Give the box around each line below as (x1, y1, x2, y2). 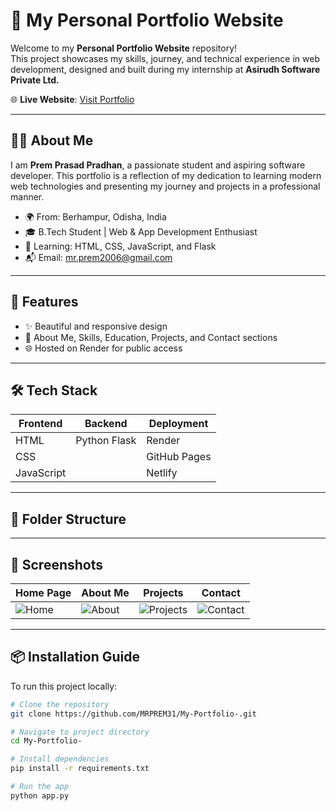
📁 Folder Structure (10, 510, 127, 528)
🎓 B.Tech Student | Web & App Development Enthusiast (24, 225, 258, 238)
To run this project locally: (10, 680, 118, 692)
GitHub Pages (146, 450, 212, 464)
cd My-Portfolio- (10, 736, 83, 746)
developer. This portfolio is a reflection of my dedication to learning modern (10, 169, 322, 181)
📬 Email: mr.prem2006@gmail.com (24, 251, 173, 263)
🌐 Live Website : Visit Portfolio (10, 93, 135, 105)
